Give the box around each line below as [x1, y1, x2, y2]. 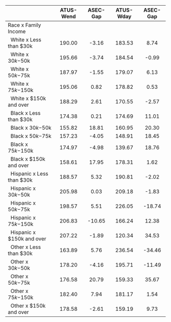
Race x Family [8, 21, 41, 29]
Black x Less [10, 110, 41, 116]
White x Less [10, 36, 42, 43]
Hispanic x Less [10, 170, 48, 177]
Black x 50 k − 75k [10, 133, 52, 139]
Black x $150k [10, 156, 46, 162]
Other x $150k [10, 302, 46, 309]
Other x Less [10, 243, 41, 251]
